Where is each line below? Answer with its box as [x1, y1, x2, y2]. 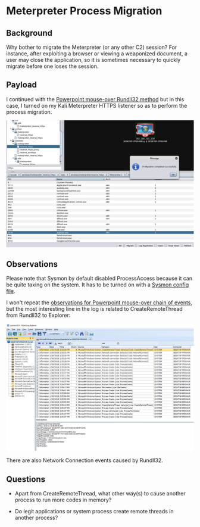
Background [6, 28, 52, 38]
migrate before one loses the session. [6, 63, 99, 70]
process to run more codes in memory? [14, 496, 112, 504]
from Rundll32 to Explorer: [6, 311, 71, 319]
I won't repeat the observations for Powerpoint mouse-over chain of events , [6, 299, 192, 306]
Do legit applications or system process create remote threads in [14, 508, 174, 515]
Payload [6, 80, 37, 90]
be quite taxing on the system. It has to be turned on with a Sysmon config [6, 281, 189, 288]
